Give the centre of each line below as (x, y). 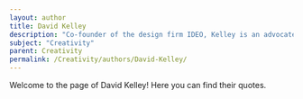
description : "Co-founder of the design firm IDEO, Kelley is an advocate (153, 34)
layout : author (38, 18)
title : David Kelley (48, 26)
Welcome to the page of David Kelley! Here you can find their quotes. (138, 85)
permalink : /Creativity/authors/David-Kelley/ (98, 59)
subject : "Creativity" (52, 43)
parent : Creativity (46, 51)
